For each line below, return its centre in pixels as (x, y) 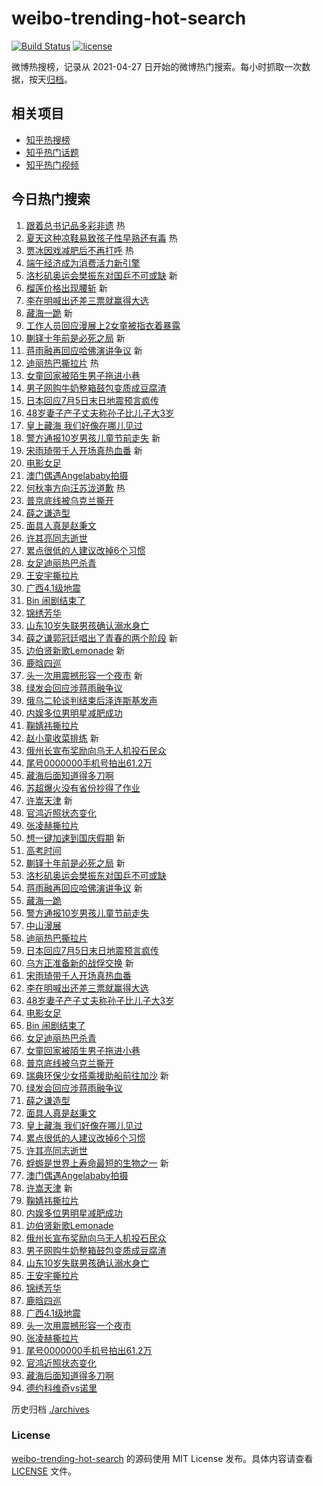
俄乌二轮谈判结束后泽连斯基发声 (91, 700)
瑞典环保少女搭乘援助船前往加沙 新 (97, 1075)
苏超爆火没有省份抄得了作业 (83, 788)
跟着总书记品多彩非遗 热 (75, 225)
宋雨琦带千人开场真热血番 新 (84, 450)
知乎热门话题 (52, 152)
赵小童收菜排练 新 (62, 738)
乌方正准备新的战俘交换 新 (79, 963)
